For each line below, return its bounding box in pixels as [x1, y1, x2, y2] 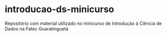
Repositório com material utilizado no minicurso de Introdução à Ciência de [5, 20, 162, 26]
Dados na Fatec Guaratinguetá [5, 25, 69, 31]
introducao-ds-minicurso [5, 4, 115, 15]
